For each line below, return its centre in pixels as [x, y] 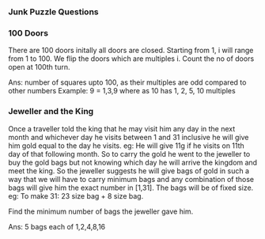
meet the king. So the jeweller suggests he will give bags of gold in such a [129, 171]
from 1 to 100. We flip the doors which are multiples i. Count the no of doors [131, 59]
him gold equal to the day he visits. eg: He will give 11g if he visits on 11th [127, 146]
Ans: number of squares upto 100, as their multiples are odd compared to [127, 82]
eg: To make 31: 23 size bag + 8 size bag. [76, 195]
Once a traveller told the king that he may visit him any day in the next [122, 128]
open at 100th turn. [39, 67]
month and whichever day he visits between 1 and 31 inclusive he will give [129, 137]
